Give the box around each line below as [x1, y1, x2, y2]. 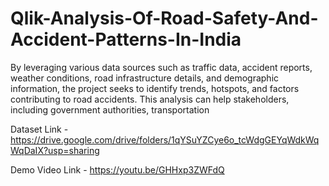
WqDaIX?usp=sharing [10, 144, 100, 156]
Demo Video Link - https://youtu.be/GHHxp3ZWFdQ [10, 163, 225, 176]
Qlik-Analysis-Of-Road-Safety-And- [10, 7, 319, 30]
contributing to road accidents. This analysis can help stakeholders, [10, 93, 290, 105]
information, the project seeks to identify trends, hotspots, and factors [10, 82, 300, 94]
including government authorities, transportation [10, 103, 210, 116]
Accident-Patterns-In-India [10, 28, 242, 51]
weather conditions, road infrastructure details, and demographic [10, 72, 280, 84]
